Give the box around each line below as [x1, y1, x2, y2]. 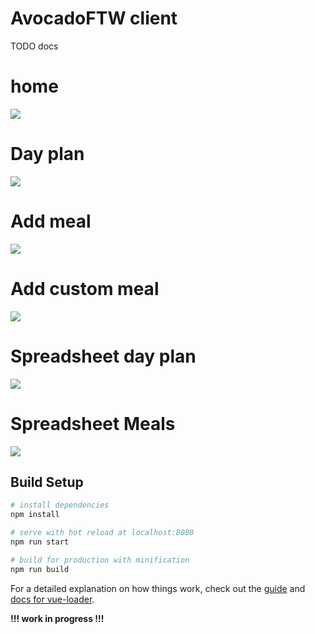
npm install [10, 510, 60, 520]
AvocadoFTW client [10, 7, 178, 30]
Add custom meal [10, 277, 160, 300]
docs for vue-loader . [10, 593, 95, 605]
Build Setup [10, 473, 84, 491]
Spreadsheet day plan [10, 345, 197, 367]
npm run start [10, 537, 70, 547]
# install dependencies [10, 500, 110, 511]
